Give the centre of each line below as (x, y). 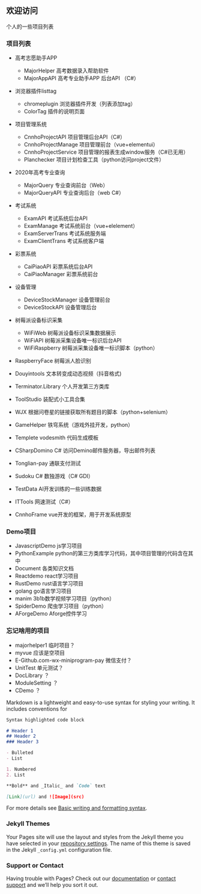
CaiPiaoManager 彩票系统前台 (61, 274)
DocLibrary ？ (32, 675)
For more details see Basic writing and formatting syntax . (77, 808)
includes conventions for (37, 709)
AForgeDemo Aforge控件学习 (51, 614)
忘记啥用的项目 (28, 631)
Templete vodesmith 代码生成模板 (57, 438)
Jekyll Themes (28, 823)
